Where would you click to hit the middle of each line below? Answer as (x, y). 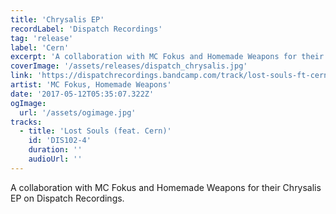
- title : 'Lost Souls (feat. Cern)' (95, 131)
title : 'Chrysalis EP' (57, 19)
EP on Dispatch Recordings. (67, 198)
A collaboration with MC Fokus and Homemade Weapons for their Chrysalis (166, 187)
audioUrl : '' (55, 159)
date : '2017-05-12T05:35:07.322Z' (82, 94)
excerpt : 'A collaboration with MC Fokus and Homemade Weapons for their (167, 57)
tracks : (26, 122)
